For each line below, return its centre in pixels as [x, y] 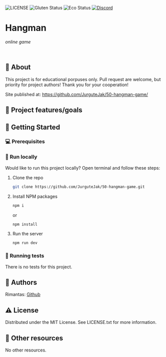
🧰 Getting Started [33, 127]
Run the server [28, 234]
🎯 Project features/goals [44, 110]
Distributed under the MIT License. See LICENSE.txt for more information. [81, 322]
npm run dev [25, 243]
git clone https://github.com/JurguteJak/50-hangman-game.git [78, 187]
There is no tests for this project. [39, 267]
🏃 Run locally [21, 157]
